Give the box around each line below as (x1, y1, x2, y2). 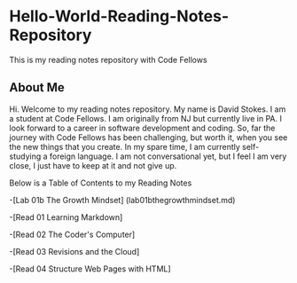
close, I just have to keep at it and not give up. (9, 160, 177, 170)
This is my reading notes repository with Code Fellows (9, 54, 207, 65)
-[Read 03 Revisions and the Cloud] (9, 246, 140, 256)
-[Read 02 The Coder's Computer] (9, 229, 136, 240)
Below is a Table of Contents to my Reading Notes (9, 177, 192, 188)
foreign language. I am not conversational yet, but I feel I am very (49, 151, 287, 161)
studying (9, 151, 42, 161)
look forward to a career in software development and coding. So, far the (9, 122, 276, 133)
